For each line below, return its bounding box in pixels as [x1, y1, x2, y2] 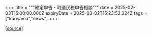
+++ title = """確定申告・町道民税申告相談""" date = [5, 5, 114, 10]
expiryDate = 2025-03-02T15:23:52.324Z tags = [45, 10, 147, 16]
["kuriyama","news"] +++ [5, 16, 58, 21]
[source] [5, 25, 23, 31]
